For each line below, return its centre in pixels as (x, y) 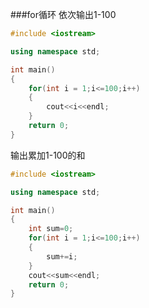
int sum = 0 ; (51, 229)
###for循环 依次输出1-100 (63, 14)
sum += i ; (62, 256)
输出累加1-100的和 (48, 155)
